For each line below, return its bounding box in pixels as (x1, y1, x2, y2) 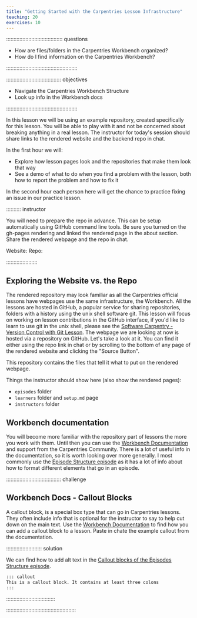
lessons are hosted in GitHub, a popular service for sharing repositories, (6, 304, 181, 311)
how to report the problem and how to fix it (14, 177, 119, 184)
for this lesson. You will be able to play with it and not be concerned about (6, 123, 186, 130)
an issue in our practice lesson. (6, 195, 82, 202)
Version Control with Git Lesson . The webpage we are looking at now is (6, 329, 179, 336)
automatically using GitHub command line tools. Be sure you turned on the (6, 223, 186, 231)
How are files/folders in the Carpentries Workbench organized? (14, 47, 169, 54)
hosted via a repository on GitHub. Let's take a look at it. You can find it (6, 335, 179, 342)
